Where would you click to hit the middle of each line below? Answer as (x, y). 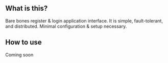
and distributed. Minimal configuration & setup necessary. (66, 26)
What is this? (27, 8)
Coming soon (19, 55)
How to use (23, 42)
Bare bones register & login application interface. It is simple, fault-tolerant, (84, 20)
